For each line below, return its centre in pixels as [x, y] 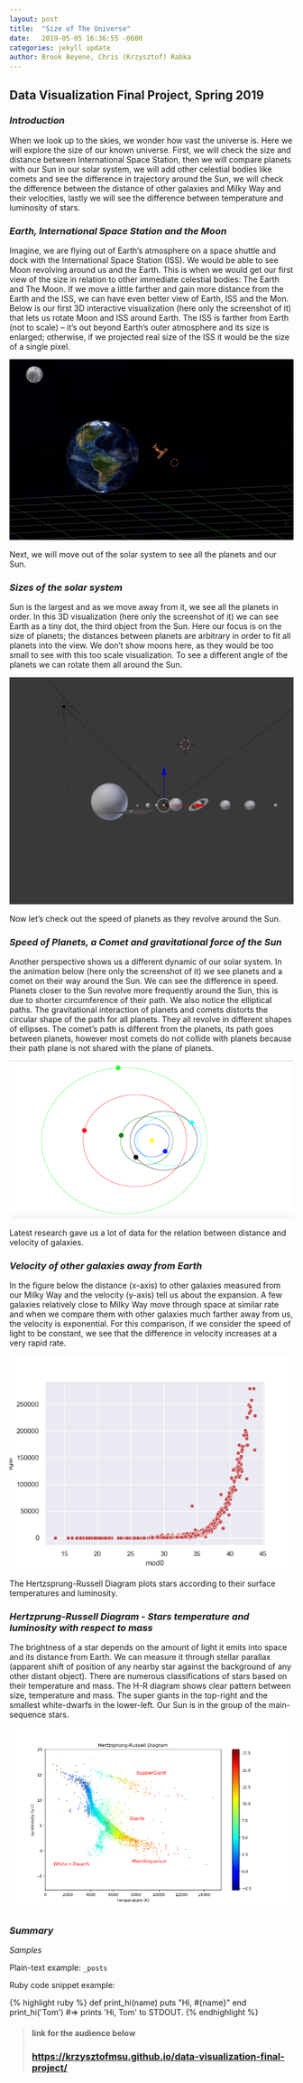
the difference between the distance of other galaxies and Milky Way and [145, 188]
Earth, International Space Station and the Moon [118, 230]
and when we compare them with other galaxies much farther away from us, [151, 1314]
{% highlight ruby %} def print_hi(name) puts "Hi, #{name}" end [128, 2003]
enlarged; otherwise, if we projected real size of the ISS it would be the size [150, 337]
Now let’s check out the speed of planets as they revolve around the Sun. [145, 918]
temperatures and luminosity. [64, 1593]
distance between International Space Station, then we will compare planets [150, 159]
